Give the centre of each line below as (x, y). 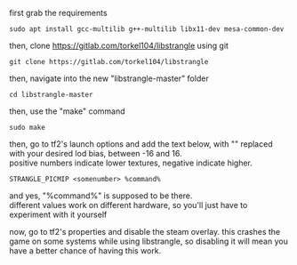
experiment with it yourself (58, 214)
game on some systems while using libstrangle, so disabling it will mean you (149, 241)
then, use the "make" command (68, 111)
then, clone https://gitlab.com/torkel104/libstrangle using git (119, 45)
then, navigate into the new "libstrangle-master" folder (109, 78)
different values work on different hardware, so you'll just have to (128, 205)
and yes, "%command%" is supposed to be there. (101, 196)
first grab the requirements (59, 13)
